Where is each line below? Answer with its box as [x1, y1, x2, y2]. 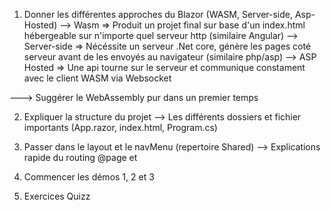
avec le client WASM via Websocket [23, 72, 172, 84]
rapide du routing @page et [23, 152, 138, 163]
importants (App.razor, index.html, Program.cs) [23, 122, 218, 133]
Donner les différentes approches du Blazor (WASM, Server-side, [23, 9, 294, 20]
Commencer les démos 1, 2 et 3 [23, 171, 155, 183]
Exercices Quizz [23, 190, 91, 202]
